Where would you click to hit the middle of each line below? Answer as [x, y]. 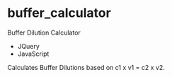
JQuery [29, 46]
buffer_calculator [59, 13]
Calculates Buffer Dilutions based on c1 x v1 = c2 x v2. [86, 67]
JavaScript [33, 54]
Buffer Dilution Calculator [44, 32]
